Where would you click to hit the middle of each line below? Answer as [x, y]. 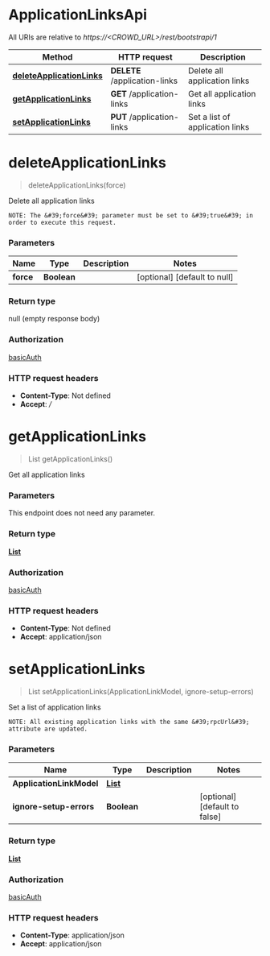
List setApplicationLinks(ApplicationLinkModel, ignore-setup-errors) [141, 692]
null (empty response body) [54, 319]
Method [57, 56]
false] [211, 817]
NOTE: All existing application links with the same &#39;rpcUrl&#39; [129, 722]
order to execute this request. [62, 222]
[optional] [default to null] [185, 277]
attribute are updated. [48, 729]
